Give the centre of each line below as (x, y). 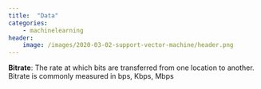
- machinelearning (53, 30)
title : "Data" (34, 15)
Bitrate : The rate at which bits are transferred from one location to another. (131, 68)
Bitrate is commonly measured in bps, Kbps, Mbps (91, 76)
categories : (28, 23)
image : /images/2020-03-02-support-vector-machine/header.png (128, 45)
